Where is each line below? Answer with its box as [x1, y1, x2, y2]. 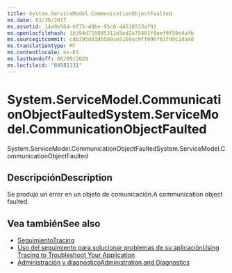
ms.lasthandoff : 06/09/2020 [7, 56, 89, 63]
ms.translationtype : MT [7, 42, 76, 49]
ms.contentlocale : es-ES [7, 49, 79, 56]
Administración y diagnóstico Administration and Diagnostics [17, 258, 190, 267]
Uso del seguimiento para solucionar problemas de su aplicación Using [17, 244, 220, 252]
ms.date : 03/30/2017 [7, 17, 67, 24]
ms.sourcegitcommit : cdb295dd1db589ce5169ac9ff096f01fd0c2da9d [7, 36, 194, 43]
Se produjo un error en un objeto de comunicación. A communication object [7, 190, 224, 199]
